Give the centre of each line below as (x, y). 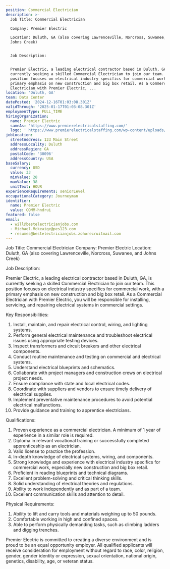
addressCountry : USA (32, 159)
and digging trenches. (36, 530)
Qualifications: (21, 420)
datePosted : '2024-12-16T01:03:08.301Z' (49, 102)
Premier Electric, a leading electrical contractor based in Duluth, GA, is (79, 278)
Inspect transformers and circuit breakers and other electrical (77, 346)
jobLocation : (19, 135)
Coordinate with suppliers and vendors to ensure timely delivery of (82, 389)
